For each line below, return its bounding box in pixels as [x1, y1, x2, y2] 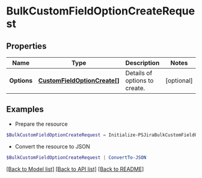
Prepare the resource [14, 120, 68, 127]
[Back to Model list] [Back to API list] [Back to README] [6, 165, 144, 173]
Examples [6, 104, 44, 115]
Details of [125, 69, 153, 77]
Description [125, 59, 160, 67]
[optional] [165, 76, 194, 85]
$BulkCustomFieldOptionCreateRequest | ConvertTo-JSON [6, 155, 147, 161]
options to [125, 76, 154, 85]
